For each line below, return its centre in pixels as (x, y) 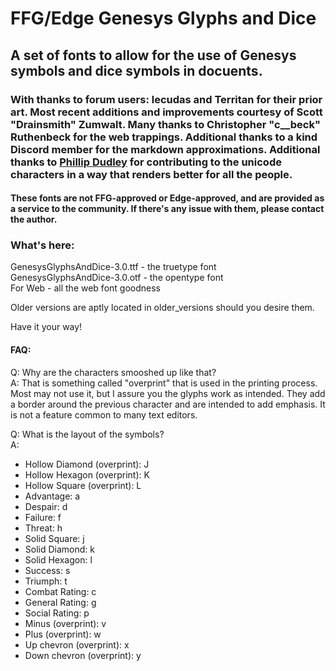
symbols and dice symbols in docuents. (136, 70)
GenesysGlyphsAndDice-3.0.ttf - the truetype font (113, 267)
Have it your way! (46, 327)
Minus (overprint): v (65, 623)
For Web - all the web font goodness (85, 288)
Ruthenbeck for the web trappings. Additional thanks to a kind (164, 137)
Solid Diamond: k (59, 549)
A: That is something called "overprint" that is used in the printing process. (164, 383)
